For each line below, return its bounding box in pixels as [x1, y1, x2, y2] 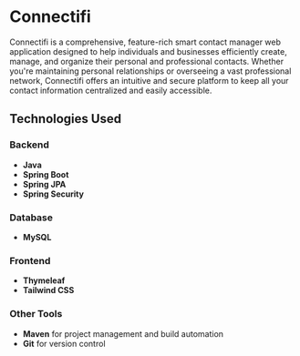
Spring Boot [22, 168, 69, 179]
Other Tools [9, 308, 63, 320]
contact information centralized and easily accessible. [9, 85, 212, 96]
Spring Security [22, 188, 85, 199]
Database [9, 211, 53, 224]
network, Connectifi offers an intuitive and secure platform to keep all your [9, 75, 289, 86]
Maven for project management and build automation [22, 328, 224, 339]
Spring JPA [22, 178, 67, 189]
